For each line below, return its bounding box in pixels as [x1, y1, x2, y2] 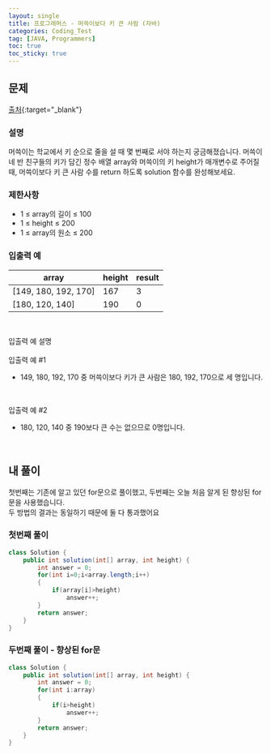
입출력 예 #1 [8, 354, 46, 365]
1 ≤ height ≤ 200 [19, 218, 75, 228]
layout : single [8, 11, 60, 20]
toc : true [8, 42, 42, 50]
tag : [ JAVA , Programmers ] [8, 34, 95, 43]
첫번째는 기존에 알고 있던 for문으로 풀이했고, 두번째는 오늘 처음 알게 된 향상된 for [8, 487, 262, 497]
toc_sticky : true [8, 49, 67, 58]
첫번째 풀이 [8, 529, 49, 541]
